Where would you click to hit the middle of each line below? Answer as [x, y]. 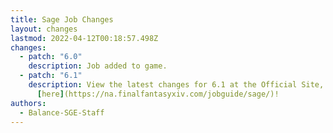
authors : [28, 103]
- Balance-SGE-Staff [62, 112]
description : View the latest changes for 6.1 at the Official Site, [176, 85]
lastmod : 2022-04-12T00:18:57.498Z [84, 38]
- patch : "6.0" [51, 57]
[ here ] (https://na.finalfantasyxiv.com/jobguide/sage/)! [158, 94]
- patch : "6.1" [51, 76]
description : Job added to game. [98, 66]
